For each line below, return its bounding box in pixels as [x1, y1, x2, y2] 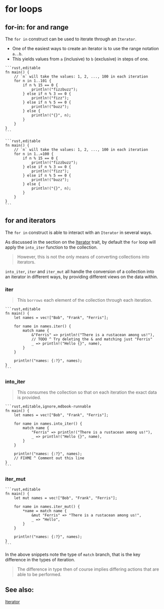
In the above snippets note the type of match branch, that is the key [5, 551, 141, 557]
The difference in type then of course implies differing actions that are [17, 566, 160, 572]
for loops [5, 3, 43, 15]
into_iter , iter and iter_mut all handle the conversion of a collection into [5, 268, 155, 274]
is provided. [17, 395, 41, 401]
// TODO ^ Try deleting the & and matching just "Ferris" [31, 337, 153, 342]
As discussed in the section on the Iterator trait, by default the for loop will [5, 239, 156, 245]
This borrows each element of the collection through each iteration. [17, 297, 153, 303]
